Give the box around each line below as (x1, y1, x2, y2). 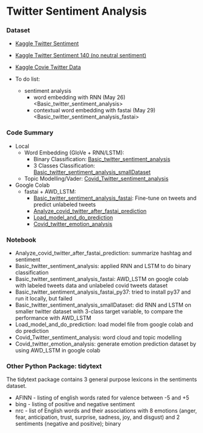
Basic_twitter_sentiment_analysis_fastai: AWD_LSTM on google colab (15, 275, 189, 283)
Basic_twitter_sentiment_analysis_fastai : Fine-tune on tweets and (33, 194, 197, 202)
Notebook (6, 235, 37, 244)
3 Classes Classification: (33, 162, 96, 169)
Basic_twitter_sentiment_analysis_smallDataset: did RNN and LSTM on (15, 301, 191, 309)
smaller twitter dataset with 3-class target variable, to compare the (15, 308, 183, 315)
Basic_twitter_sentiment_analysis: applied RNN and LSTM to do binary (15, 263, 191, 270)
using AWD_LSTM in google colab (15, 347, 101, 354)
